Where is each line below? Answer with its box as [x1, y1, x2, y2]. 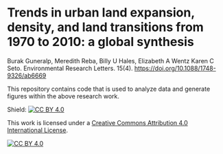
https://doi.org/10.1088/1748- [134, 64, 216, 72]
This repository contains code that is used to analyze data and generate [7, 85, 211, 93]
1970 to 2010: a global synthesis [7, 34, 194, 49]
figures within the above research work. [7, 91, 120, 100]
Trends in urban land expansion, [7, 5, 195, 21]
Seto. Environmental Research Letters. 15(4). [7, 64, 133, 72]
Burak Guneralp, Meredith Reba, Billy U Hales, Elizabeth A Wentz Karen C [7, 56, 215, 65]
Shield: [7, 105, 27, 113]
